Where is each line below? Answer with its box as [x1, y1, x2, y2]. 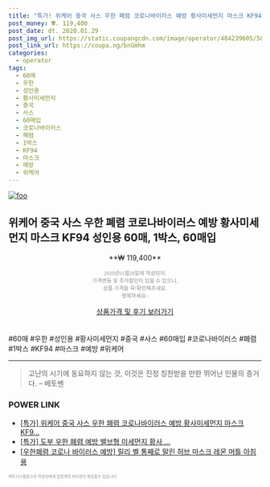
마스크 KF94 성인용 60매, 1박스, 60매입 [30, 231, 217, 245]
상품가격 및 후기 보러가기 [96, 306, 174, 316]
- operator [15, 57, 52, 65]
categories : [8, 49, 48, 57]
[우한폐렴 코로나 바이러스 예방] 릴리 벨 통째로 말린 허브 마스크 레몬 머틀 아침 [19, 447, 257, 456]
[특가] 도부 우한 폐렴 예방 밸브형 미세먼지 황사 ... [19, 437, 171, 447]
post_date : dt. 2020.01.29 [8, 27, 99, 35]
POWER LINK [8, 399, 60, 410]
